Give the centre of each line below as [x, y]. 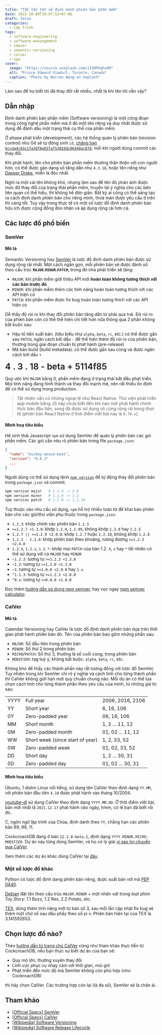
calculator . [15, 594]
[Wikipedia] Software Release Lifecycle [51, 1027]
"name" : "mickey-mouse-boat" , [40, 454]
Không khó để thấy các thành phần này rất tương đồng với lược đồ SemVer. [80, 669]
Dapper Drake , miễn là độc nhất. [37, 173]
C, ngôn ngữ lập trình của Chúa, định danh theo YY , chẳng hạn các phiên [77, 822]
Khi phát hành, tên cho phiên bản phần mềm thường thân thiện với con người [81, 163]
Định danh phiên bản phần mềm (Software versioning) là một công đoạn [77, 118]
